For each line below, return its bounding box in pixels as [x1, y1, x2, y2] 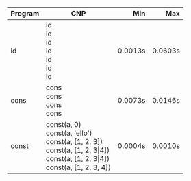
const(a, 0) [45, 120, 81, 129]
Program [10, 9, 40, 18]
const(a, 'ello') [45, 128, 92, 138]
